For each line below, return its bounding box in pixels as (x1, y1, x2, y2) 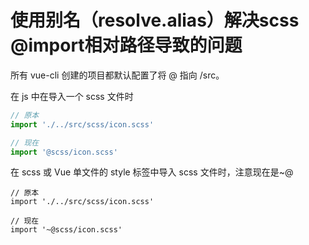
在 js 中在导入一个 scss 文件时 (10, 90, 134, 102)
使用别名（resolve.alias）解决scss (10, 9, 300, 32)
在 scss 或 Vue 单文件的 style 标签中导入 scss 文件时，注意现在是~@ (10, 166, 294, 178)
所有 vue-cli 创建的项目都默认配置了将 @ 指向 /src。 (10, 69, 225, 81)
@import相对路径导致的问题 (10, 34, 243, 57)
